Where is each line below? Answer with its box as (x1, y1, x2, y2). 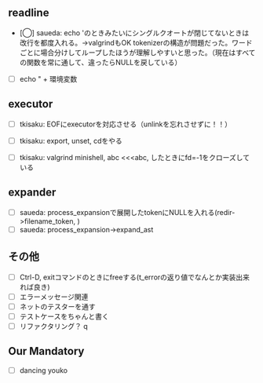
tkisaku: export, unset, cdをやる (19, 136, 123, 145)
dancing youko (19, 365, 68, 375)
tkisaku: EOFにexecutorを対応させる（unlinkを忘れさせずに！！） (19, 119, 232, 129)
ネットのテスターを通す (19, 301, 96, 311)
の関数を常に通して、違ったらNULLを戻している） (19, 57, 182, 67)
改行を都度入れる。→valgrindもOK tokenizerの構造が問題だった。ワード (19, 38, 253, 47)
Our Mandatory (8, 345, 85, 358)
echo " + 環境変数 (19, 74, 78, 83)
